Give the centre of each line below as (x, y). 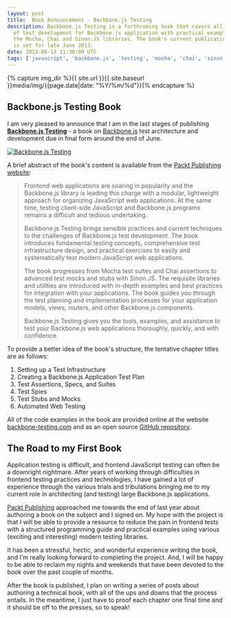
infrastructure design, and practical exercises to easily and (107, 250)
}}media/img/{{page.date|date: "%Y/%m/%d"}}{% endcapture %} (101, 85)
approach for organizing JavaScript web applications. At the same (118, 200)
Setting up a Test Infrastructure (61, 369)
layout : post (26, 13)
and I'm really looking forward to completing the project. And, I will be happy (115, 557)
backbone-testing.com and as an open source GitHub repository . (99, 426)
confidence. (41, 336)
